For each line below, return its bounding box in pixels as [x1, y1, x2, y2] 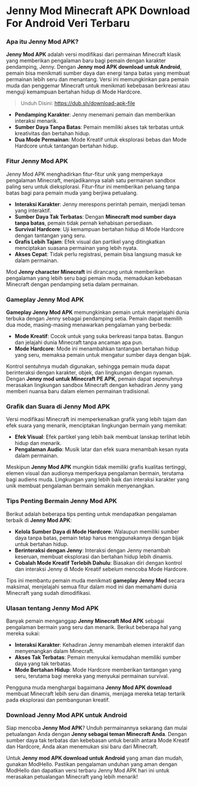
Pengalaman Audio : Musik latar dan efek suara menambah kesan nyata [14, 446, 189, 453]
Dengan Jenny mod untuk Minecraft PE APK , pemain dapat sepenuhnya [6, 375, 183, 383]
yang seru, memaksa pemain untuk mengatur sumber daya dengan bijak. [14, 352, 192, 359]
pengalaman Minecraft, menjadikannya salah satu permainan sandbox [6, 176, 176, 183]
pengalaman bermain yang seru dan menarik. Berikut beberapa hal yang [6, 623, 181, 630]
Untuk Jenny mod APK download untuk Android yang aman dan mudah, [6, 754, 183, 762]
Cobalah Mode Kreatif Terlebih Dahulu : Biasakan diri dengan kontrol [14, 559, 182, 566]
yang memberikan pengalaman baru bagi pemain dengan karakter [6, 57, 166, 64]
